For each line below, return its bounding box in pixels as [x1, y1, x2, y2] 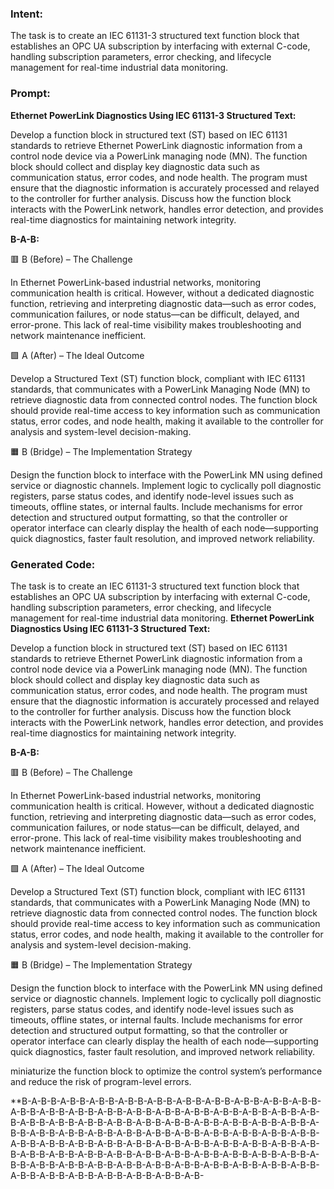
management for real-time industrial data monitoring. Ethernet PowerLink [10, 612, 315, 624]
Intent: [10, 7, 43, 21]
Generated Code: [10, 557, 96, 571]
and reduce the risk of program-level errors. [10, 1075, 192, 1087]
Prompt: [10, 87, 51, 101]
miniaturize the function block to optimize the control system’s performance [10, 1065, 323, 1077]
